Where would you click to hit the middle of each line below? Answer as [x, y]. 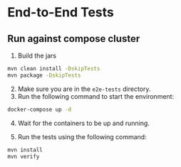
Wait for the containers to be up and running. [83, 123]
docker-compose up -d [40, 109]
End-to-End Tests [61, 12]
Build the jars [37, 55]
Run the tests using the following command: [82, 136]
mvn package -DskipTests [44, 75]
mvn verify [24, 156]
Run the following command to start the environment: [96, 96]
